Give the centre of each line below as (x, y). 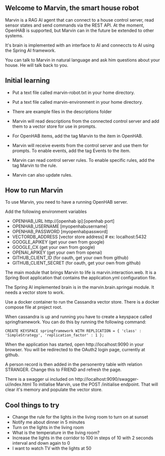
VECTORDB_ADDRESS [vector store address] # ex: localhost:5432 (79, 237)
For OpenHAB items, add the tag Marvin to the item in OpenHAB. (78, 136)
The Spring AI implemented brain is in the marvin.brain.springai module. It (80, 287)
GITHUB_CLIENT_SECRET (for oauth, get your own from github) (76, 263)
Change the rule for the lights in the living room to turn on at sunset (80, 417)
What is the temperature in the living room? (56, 433)
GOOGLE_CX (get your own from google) (54, 247)
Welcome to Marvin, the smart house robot (72, 8)
